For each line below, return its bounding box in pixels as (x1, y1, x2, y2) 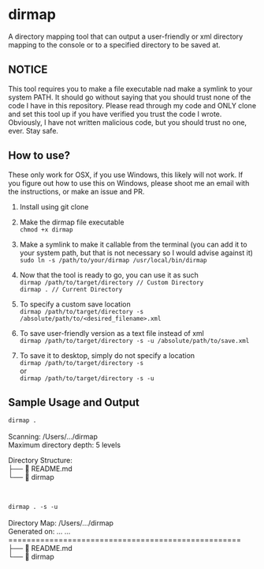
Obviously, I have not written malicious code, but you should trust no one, (8, 117, 247, 127)
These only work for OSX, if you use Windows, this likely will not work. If (8, 170, 244, 179)
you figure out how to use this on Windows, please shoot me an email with (8, 178, 250, 187)
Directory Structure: (8, 456, 73, 465)
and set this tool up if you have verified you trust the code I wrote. (8, 109, 222, 119)
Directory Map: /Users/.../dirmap (8, 518, 114, 528)
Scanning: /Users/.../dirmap (8, 432, 99, 442)
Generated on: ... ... (8, 527, 71, 537)
